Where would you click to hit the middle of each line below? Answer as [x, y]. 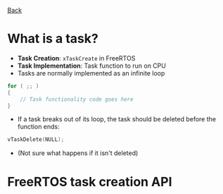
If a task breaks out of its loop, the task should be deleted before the [117, 119]
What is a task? [53, 39]
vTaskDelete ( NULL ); [36, 140]
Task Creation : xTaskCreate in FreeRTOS [76, 58]
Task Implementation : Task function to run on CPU [92, 66]
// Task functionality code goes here [77, 99]
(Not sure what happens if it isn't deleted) [78, 153]
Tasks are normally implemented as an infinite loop [91, 73]
